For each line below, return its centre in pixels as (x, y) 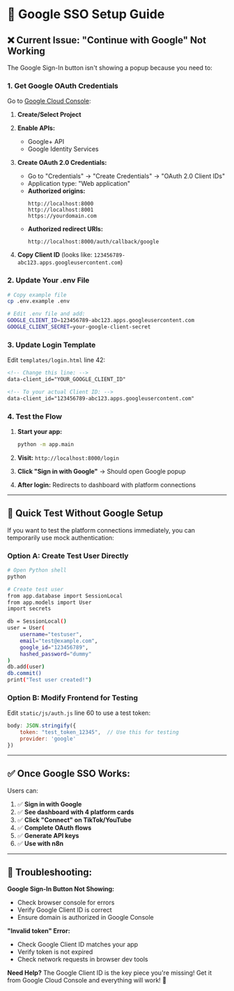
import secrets (29, 609)
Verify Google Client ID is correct (65, 910)
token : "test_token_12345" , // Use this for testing (99, 732)
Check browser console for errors (66, 903)
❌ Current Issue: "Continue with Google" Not (107, 40)
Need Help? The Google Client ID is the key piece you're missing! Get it (110, 973)
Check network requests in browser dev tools (83, 960)
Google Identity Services (63, 149)
